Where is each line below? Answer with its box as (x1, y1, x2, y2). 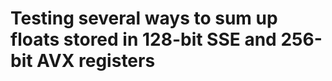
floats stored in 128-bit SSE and (10, 28, 277, 51)
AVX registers (36, 50, 156, 72)
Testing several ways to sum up (10, 7, 278, 30)
